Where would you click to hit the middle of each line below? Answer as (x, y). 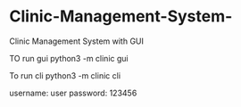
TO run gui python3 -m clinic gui (69, 58)
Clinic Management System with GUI (77, 41)
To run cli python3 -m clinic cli (65, 75)
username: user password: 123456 (73, 93)
